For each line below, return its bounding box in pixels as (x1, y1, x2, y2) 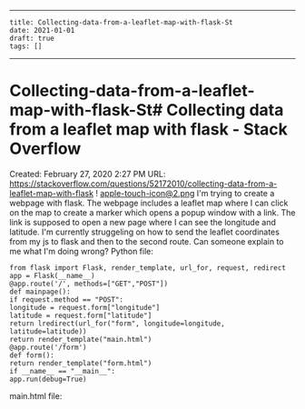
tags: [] (9, 42, 43, 51)
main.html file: (9, 390, 63, 401)
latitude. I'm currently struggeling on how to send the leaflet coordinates (9, 226, 280, 237)
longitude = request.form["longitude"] (9, 303, 161, 312)
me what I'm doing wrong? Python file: (9, 245, 154, 256)
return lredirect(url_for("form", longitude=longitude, (9, 319, 225, 328)
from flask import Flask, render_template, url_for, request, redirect (9, 263, 286, 273)
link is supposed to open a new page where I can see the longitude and (9, 216, 277, 227)
